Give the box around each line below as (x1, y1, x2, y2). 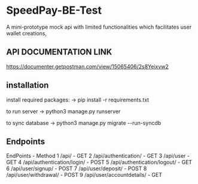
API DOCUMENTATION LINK (6, 47, 112, 57)
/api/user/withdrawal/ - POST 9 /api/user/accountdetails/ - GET (6, 171, 163, 179)
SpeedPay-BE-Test (6, 4, 102, 17)
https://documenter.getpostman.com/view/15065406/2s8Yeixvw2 (6, 63, 169, 70)
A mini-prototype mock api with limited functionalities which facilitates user (6, 23, 192, 30)
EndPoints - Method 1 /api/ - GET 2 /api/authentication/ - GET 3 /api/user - (6, 152, 190, 160)
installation (6, 80, 49, 90)
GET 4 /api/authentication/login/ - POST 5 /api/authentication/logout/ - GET (6, 159, 193, 166)
